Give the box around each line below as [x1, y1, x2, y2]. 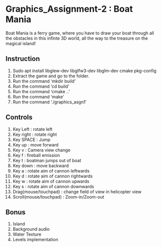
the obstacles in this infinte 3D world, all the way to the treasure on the [5, 35, 148, 41]
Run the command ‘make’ [12, 94, 64, 99]
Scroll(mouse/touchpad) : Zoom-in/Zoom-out [12, 194, 104, 199]
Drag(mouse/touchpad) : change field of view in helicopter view [12, 189, 141, 195]
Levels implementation [12, 237, 58, 243]
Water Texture [12, 231, 42, 237]
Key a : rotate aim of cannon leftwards [12, 168, 90, 173]
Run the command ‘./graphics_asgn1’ [12, 99, 87, 105]
